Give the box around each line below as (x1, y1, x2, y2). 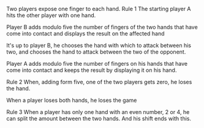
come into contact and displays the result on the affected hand (6, 30, 165, 37)
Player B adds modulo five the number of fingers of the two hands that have (6, 24, 198, 30)
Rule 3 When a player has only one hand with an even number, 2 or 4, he (6, 108, 190, 115)
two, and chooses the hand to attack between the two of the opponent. (6, 48, 186, 55)
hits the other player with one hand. (6, 12, 96, 19)
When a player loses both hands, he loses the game (6, 97, 137, 104)
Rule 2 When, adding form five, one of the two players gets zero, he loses (6, 79, 192, 85)
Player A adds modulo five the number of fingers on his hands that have (6, 60, 188, 67)
